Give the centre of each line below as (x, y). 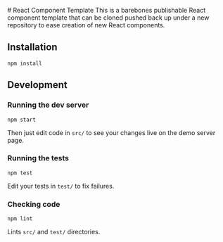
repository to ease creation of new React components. (86, 25)
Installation (32, 47)
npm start (22, 120)
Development (38, 85)
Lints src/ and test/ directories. (54, 232)
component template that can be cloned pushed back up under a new (108, 18)
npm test (20, 173)
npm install (25, 63)
